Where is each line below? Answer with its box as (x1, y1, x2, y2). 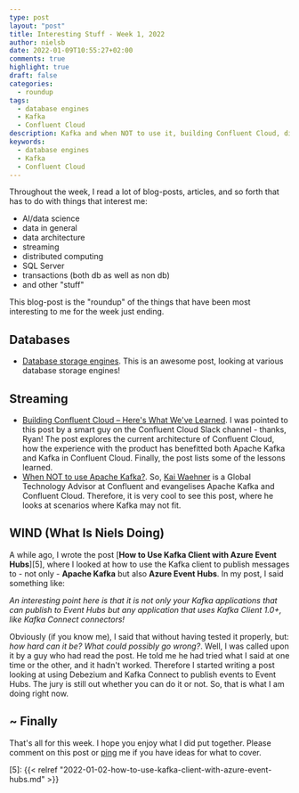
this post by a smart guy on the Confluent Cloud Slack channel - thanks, (21, 424, 287, 435)
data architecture (21, 233, 85, 243)
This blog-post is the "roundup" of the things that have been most (9, 297, 251, 307)
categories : (9, 79, 53, 88)
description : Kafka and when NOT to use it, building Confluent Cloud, (9, 129, 280, 138)
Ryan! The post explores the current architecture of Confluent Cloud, (21, 434, 275, 444)
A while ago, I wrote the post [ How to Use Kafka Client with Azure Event (9, 549, 278, 560)
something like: (9, 577, 65, 588)
